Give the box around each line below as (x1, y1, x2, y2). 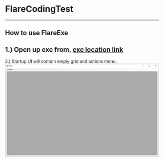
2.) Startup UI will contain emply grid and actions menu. (5, 59, 117, 64)
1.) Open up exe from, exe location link (5, 45, 123, 54)
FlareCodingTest (5, 3, 74, 15)
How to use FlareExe (5, 29, 68, 37)
